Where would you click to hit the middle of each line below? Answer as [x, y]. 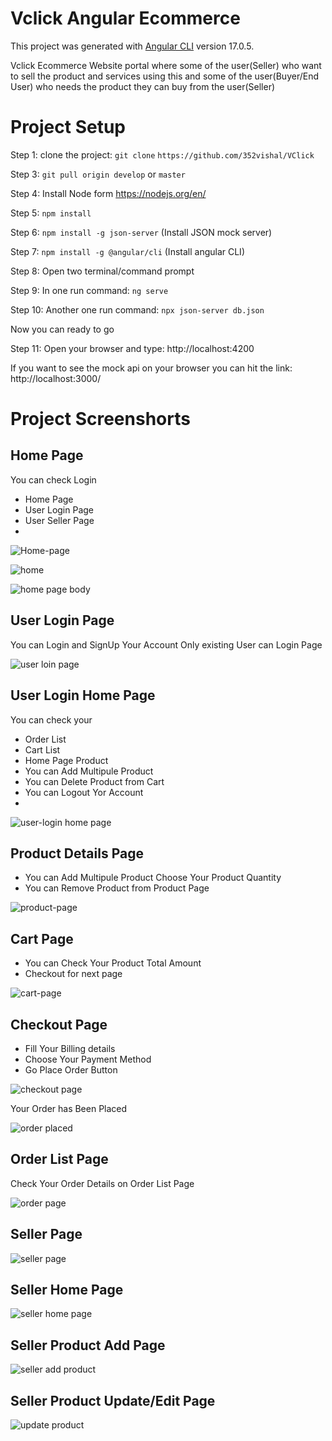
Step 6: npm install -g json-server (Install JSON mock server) [141, 232]
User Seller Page [59, 520]
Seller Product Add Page [88, 1345]
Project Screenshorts [100, 419]
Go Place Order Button [71, 1069]
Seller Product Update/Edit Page [113, 1400]
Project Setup [68, 127]
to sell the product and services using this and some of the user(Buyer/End [165, 76]
